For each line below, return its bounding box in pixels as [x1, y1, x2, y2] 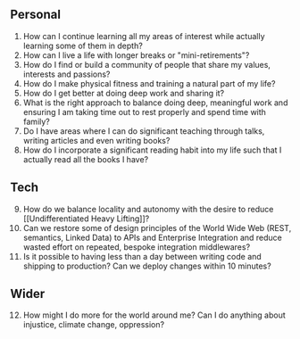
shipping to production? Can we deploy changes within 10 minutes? [22, 260, 271, 271]
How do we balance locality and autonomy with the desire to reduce [22, 203, 274, 214]
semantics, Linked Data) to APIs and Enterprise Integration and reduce [22, 232, 282, 243]
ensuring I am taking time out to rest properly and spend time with [22, 106, 267, 117]
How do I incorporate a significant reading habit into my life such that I [22, 145, 282, 155]
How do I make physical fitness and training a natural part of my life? [22, 78, 276, 88]
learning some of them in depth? [22, 40, 144, 51]
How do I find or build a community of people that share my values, [22, 59, 271, 70]
